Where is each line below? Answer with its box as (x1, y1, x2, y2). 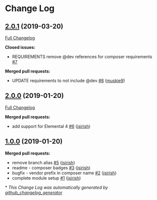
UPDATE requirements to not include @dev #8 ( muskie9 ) (12, 78, 126, 83)
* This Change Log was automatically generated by (5, 185, 108, 190)
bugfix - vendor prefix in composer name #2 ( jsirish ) (12, 170, 117, 176)
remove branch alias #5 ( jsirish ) (12, 159, 75, 165)
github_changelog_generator (5, 189, 63, 195)
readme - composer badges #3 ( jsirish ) (12, 165, 91, 170)
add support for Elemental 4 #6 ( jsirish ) (12, 123, 91, 129)
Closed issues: (5, 45, 36, 50)
